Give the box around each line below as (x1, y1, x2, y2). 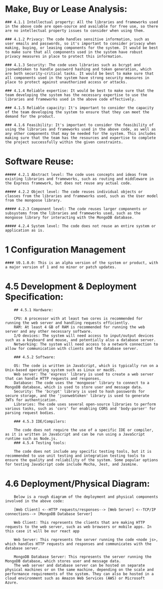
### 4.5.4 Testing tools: (14, 440, 67, 445)
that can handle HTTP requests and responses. (5, 376, 102, 381)
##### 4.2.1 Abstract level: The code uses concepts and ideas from (5, 172, 147, 177)
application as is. (5, 228, 45, 233)
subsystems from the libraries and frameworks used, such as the (5, 211, 141, 216)
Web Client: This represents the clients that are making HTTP (14, 520, 145, 525)
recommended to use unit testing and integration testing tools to (5, 453, 145, 458)
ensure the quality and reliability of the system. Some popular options (5, 457, 159, 463)
